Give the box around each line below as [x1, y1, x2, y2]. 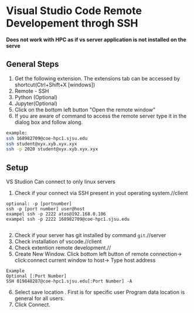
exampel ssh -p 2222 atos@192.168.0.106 [6, 211, 107, 217]
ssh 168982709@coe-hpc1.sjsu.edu [6, 135, 88, 142]
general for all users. [14, 295, 64, 302]
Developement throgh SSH [6, 16, 138, 30]
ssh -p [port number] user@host [6, 206, 85, 212]
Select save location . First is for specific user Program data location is [14, 289, 185, 296]
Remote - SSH [14, 87, 49, 95]
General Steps [6, 59, 59, 69]
